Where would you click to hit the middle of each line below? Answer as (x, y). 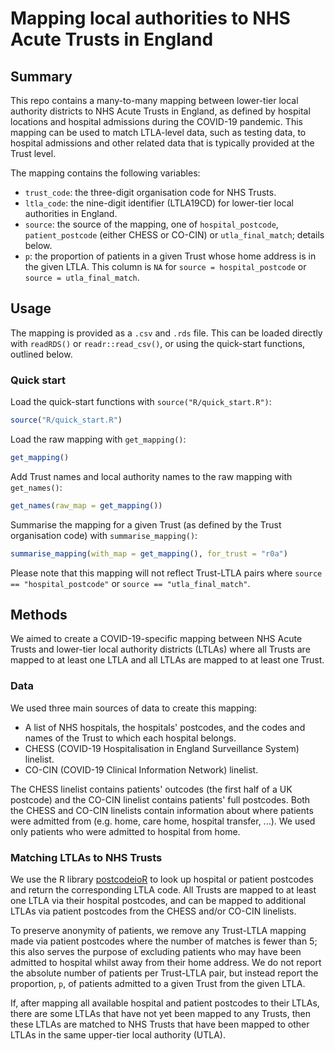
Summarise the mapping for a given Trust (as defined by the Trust (146, 524)
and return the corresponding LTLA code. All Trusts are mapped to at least (163, 890)
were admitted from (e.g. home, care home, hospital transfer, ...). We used (163, 821)
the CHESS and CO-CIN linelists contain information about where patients (162, 810)
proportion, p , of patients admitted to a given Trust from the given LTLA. (158, 984)
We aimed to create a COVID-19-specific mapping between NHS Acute (156, 639)
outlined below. (41, 354)
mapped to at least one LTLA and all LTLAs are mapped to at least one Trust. (167, 660)
